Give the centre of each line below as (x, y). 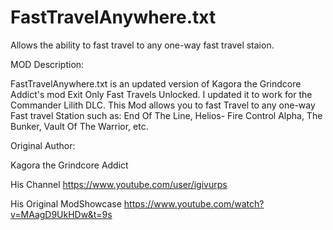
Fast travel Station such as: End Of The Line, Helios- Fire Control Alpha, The (166, 115)
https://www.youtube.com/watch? (194, 203)
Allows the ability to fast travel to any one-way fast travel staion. (142, 45)
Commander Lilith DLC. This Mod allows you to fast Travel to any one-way (163, 105)
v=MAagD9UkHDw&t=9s (61, 214)
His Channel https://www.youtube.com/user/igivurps (119, 184)
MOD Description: (47, 64)
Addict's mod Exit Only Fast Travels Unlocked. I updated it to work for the (161, 94)
